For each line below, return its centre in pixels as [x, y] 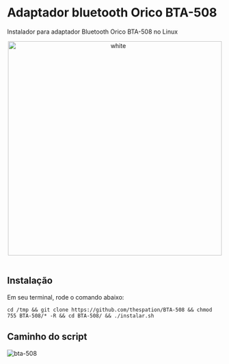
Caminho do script [47, 337]
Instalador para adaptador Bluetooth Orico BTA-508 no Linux [93, 32]
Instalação [30, 281]
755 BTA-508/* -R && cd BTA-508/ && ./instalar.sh [81, 316]
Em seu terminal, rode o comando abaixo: [66, 297]
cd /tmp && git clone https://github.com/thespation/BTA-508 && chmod [110, 310]
